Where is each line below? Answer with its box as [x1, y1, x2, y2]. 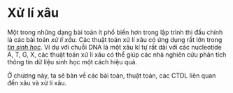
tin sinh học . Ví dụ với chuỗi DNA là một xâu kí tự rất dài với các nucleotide [7, 43, 222, 51]
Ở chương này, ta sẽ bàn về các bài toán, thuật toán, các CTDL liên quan [7, 71, 216, 80]
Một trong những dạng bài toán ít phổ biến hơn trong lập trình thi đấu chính [7, 28, 223, 36]
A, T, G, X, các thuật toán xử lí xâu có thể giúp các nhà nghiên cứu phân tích [7, 50, 227, 59]
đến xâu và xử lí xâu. [7, 78, 67, 87]
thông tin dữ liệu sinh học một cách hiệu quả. [7, 57, 138, 66]
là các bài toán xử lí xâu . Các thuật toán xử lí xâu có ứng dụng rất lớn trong [7, 35, 223, 43]
